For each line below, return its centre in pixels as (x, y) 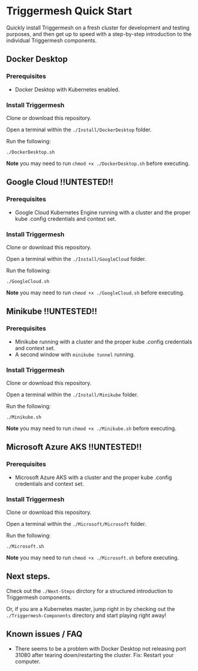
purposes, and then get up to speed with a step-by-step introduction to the (99, 34)
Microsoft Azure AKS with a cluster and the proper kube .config (93, 477)
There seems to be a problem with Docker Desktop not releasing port (100, 648)
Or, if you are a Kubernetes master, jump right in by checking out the (91, 609)
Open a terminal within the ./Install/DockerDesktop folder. (79, 130)
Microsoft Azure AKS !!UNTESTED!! (74, 447)
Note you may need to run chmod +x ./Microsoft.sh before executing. (93, 557)
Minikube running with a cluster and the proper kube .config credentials (103, 341)
